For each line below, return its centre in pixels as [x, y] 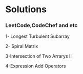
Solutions [26, 9]
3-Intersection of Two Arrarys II [38, 56]
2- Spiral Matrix [22, 46]
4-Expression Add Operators [36, 66]
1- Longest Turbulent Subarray [38, 36]
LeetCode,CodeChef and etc [42, 26]
